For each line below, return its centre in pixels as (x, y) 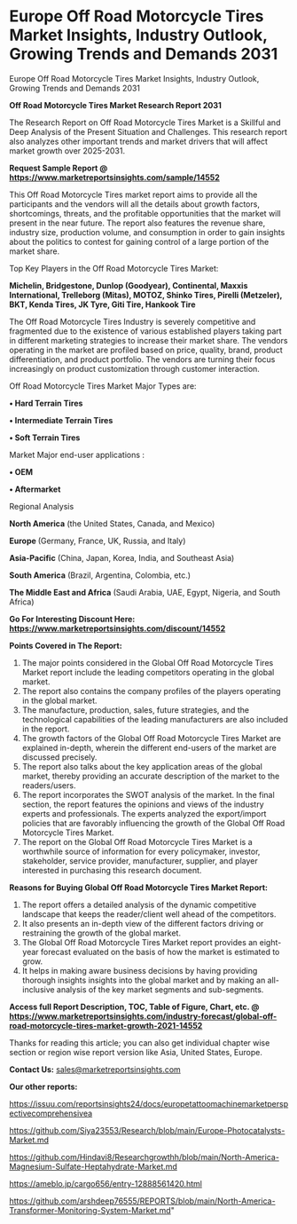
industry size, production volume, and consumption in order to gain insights (147, 232)
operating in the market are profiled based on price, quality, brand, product (146, 350)
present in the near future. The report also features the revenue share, (137, 223)
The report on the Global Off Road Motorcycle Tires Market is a (137, 841)
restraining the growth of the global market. (102, 933)
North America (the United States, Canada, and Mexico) (112, 523)
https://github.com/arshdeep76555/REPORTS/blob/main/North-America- (143, 1201)
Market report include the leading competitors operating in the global (148, 672)
